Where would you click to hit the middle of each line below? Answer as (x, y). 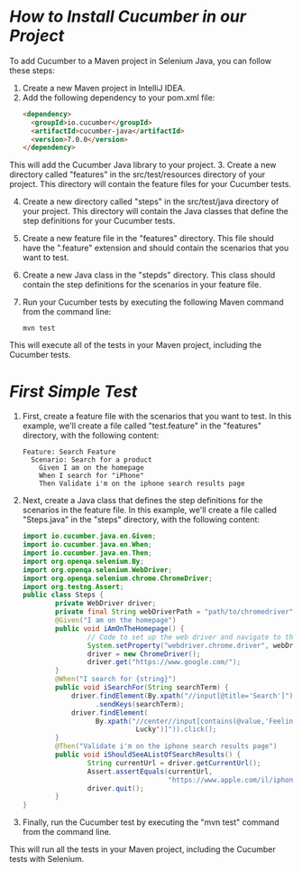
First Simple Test (73, 391)
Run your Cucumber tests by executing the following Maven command (153, 302)
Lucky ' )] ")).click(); (176, 729)
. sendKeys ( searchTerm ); (140, 704)
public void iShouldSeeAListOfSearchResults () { (148, 755)
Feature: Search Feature (69, 452)
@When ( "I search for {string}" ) (116, 680)
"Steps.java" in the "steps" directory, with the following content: (141, 520)
